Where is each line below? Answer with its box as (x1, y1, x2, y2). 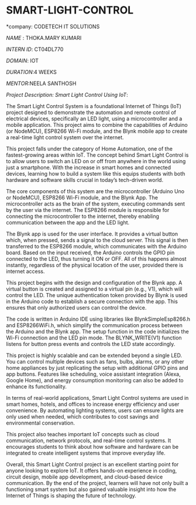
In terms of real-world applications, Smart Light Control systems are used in (6, 394, 189, 401)
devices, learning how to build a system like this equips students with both (6, 170, 185, 177)
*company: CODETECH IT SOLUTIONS (6, 23, 100, 30)
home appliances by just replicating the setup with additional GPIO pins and (6, 364, 188, 371)
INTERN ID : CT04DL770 (6, 45, 64, 53)
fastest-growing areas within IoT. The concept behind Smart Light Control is (6, 151, 189, 159)
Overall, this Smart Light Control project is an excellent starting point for (6, 460, 179, 467)
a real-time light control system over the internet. (6, 133, 124, 141)
